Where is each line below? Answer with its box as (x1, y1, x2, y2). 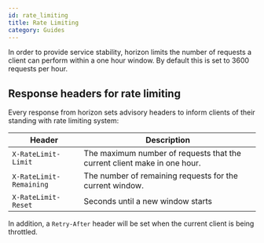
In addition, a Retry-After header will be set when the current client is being (8, 219, 255, 228)
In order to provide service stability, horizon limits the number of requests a (8, 48, 252, 57)
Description (145, 135, 191, 146)
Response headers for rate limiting (8, 87, 181, 100)
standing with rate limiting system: (8, 116, 119, 125)
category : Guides (8, 26, 65, 34)
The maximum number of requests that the (83, 148, 241, 159)
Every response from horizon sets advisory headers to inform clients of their (8, 107, 255, 118)
